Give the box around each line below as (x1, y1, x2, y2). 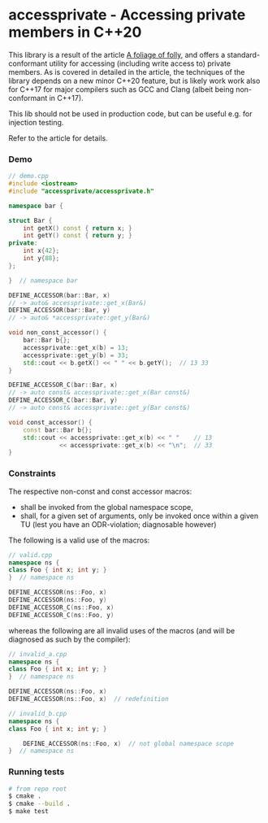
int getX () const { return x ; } (23, 224, 132, 233)
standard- (227, 50, 261, 59)
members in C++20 (8, 23, 142, 41)
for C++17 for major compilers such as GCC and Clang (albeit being (8, 84, 234, 94)
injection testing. (8, 117, 64, 127)
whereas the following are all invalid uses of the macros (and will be (8, 625, 236, 635)
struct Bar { (8, 216, 53, 224)
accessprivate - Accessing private (8, 6, 246, 24)
